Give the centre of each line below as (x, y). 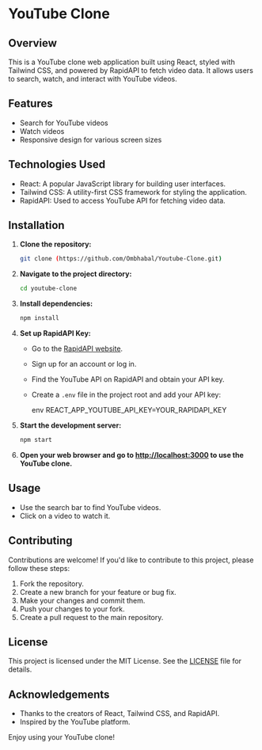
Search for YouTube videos (64, 123)
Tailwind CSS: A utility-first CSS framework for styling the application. (133, 192)
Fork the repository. (52, 584)
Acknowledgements (59, 694)
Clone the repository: (55, 244)
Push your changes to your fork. (72, 609)
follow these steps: (39, 568)
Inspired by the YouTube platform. (75, 722)
